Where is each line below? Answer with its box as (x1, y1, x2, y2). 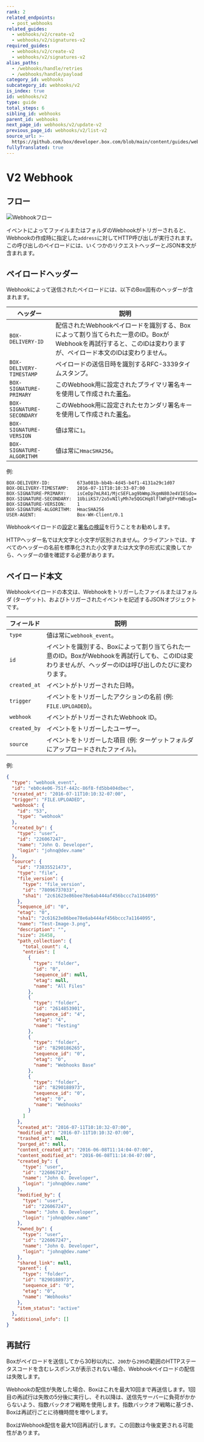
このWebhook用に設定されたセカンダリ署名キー (55, 401, 192, 410)
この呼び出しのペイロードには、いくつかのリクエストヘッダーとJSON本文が (6, 241, 197, 249)
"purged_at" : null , (17, 1141, 67, 1147)
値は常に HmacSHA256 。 (55, 447, 117, 455)
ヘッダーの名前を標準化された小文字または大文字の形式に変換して (22, 544, 187, 551)
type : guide (6, 99, 36, 105)
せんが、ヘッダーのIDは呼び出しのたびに (64, 661, 180, 669)
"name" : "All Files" (33, 983, 86, 989)
